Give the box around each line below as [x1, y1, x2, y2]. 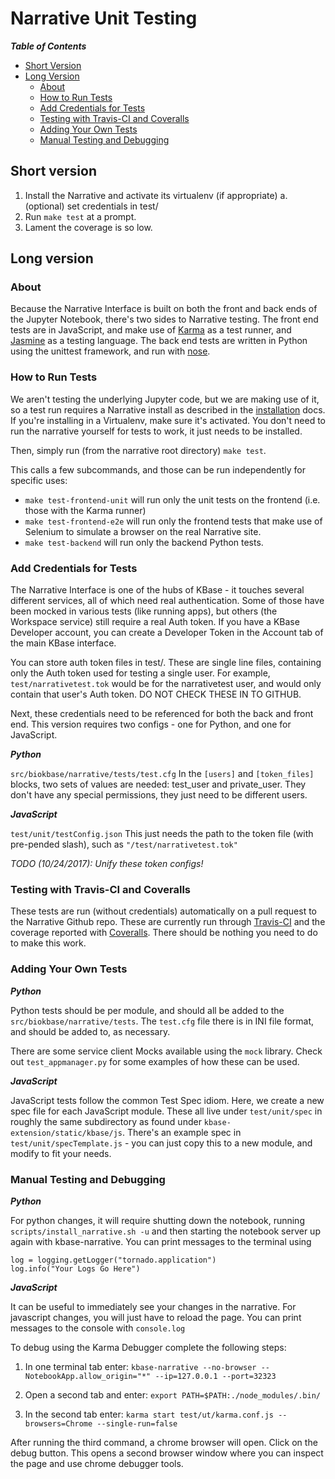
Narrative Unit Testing [10, 7, 198, 30]
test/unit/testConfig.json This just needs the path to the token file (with [10, 828, 314, 840]
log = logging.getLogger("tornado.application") [10, 1255, 217, 1265]
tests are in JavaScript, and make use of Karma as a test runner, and [10, 324, 292, 336]
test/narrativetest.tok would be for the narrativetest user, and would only [10, 678, 322, 690]
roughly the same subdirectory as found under [10, 1115, 202, 1127]
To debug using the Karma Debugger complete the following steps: [10, 1341, 287, 1353]
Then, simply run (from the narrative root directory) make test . [10, 444, 267, 456]
